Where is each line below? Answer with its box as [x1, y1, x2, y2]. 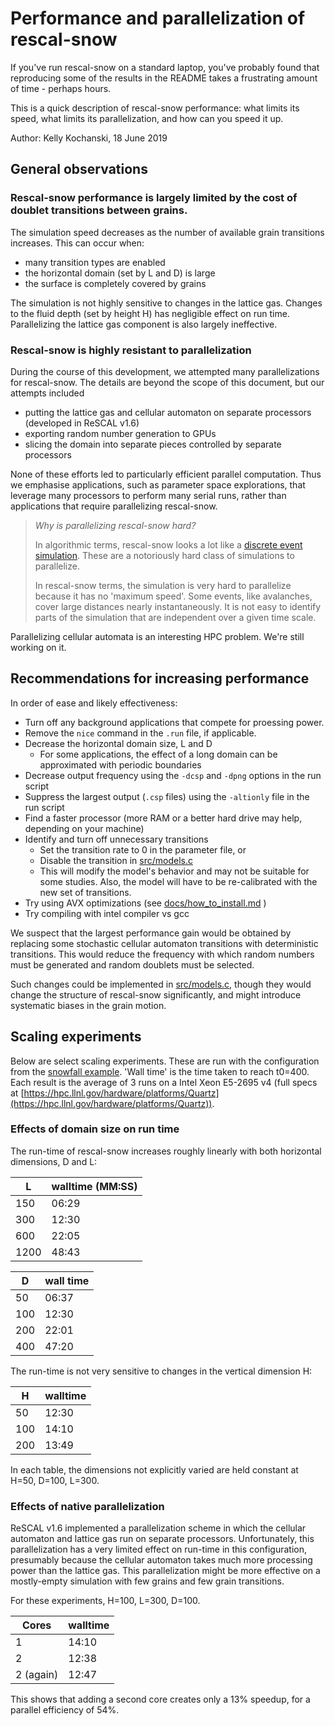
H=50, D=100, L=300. [10, 1474, 100, 1486]
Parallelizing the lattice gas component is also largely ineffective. [10, 318, 278, 330]
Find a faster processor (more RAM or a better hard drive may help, [24, 812, 303, 824]
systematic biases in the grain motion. [10, 999, 167, 1011]
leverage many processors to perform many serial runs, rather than [10, 489, 287, 501]
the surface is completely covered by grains [24, 277, 207, 289]
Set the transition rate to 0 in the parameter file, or [39, 843, 247, 856]
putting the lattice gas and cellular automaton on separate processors [24, 406, 312, 418]
